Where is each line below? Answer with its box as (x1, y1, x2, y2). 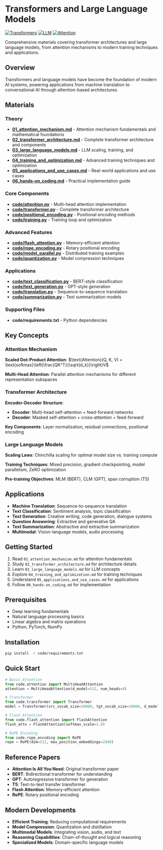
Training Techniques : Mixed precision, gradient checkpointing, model (5, 461, 145, 467)
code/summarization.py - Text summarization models (12, 294, 121, 300)
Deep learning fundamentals (12, 609, 69, 614)
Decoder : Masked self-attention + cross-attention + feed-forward (12, 414, 144, 420)
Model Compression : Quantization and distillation (12, 824, 112, 830)
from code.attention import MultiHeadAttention (5, 681, 103, 687)
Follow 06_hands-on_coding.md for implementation (12, 581, 111, 587)
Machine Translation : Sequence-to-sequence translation (12, 503, 127, 509)
